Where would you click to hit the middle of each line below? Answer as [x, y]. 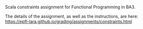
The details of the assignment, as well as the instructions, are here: [72, 16]
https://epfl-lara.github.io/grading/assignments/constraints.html [69, 22]
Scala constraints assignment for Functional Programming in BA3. [70, 7]
